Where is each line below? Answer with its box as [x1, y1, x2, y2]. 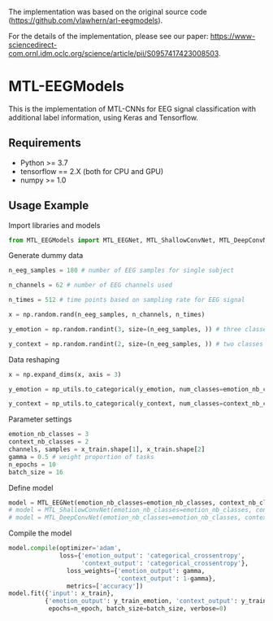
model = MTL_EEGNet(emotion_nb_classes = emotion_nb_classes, [8, 498, 217, 507]
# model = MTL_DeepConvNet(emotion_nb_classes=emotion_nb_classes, [8, 514, 242, 522]
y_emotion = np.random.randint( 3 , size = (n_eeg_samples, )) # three [8, 325, 242, 333]
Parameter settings [8, 414, 72, 424]
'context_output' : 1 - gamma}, [117, 574, 217, 583]
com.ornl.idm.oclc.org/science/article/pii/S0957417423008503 [8, 49, 219, 58]
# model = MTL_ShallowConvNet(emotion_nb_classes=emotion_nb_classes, [8, 506, 253, 514]
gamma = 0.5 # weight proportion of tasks [8, 453, 154, 461]
